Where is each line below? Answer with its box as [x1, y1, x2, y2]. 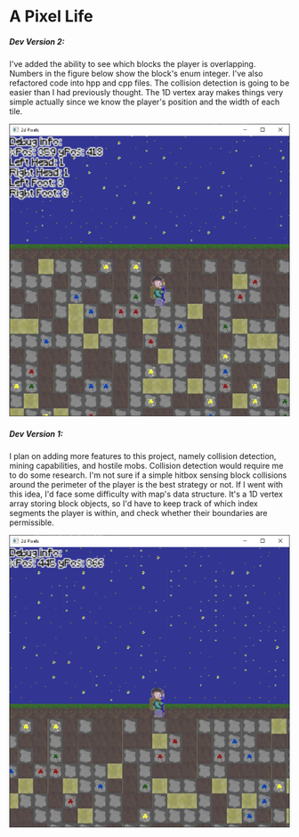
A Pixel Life [9, 6, 93, 27]
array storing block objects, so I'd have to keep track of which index [9, 498, 258, 509]
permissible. [9, 517, 55, 528]
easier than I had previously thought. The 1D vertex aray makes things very [9, 87, 284, 98]
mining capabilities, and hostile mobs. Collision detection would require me [9, 461, 284, 472]
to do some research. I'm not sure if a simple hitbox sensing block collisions [9, 470, 287, 480]
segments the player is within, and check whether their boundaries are [9, 508, 268, 519]
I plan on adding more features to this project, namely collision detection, [9, 451, 277, 462]
